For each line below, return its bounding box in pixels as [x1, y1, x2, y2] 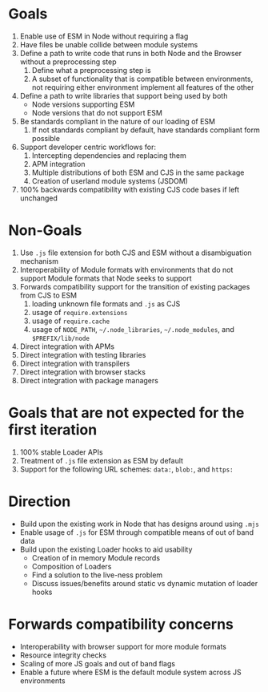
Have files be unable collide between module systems [19, 39, 198, 49]
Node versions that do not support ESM [31, 107, 162, 117]
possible [31, 133, 60, 143]
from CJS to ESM [19, 290, 78, 300]
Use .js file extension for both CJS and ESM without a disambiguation [19, 248, 252, 257]
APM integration [31, 159, 86, 168]
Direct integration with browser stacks [19, 366, 146, 377]
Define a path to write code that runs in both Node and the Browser [19, 48, 242, 58]
